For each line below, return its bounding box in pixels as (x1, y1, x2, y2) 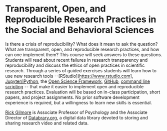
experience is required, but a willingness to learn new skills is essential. (5, 99, 152, 105)
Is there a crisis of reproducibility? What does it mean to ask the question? (5, 41, 158, 47)
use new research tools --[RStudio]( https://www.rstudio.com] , (5, 73, 133, 79)
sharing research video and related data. (5, 120, 89, 126)
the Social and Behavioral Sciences (5, 25, 154, 36)
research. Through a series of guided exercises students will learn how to (5, 67, 156, 73)
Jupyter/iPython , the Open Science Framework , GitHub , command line (5, 78, 150, 84)
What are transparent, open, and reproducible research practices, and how (5, 46, 159, 52)
